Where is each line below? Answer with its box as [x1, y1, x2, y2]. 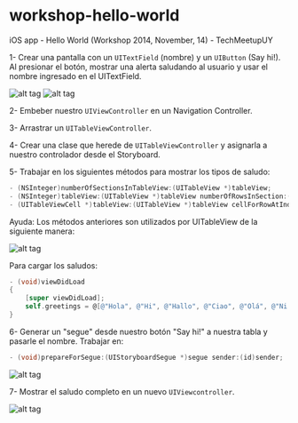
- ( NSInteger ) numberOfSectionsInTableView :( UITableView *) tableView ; [9, 183, 272, 192]
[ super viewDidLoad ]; [25, 294, 105, 303]
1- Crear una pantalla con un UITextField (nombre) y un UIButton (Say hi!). [9, 52, 281, 62]
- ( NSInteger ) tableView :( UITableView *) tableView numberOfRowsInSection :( [9, 192, 292, 201]
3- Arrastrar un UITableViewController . [9, 122, 153, 133]
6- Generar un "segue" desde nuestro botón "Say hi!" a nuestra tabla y [9, 326, 268, 337]
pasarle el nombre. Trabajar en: [9, 335, 124, 347]
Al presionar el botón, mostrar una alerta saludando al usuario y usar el [9, 61, 269, 72]
